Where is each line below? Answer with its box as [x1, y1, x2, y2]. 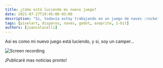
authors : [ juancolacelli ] [5, 25, 57, 30]
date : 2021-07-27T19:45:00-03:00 [5, 12, 73, 17]
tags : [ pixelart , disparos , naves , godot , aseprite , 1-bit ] [5, 20, 130, 26]
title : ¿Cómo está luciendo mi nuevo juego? [5, 7, 97, 12]
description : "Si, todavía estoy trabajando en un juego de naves [5, 16, 142, 21]
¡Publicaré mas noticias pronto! [5, 57, 67, 63]
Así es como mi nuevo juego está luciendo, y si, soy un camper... [5, 38, 134, 44]
